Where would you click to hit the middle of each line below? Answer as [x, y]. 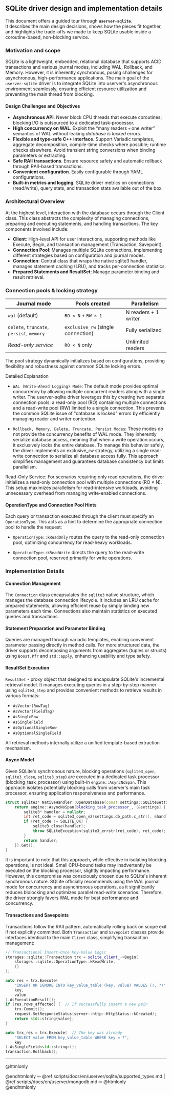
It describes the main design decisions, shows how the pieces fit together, [84, 26]
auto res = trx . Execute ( [32, 981]
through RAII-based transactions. [48, 167]
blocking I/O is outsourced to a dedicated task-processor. [73, 123]
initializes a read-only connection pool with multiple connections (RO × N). [84, 482]
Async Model [20, 760]
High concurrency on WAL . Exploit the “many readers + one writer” [84, 128]
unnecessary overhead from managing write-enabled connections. [76, 493]
